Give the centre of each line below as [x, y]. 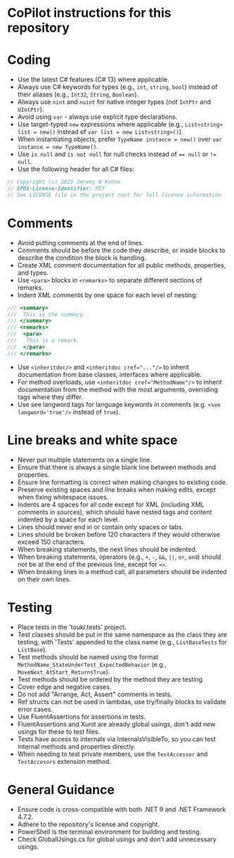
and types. [33, 273]
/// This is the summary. [47, 314]
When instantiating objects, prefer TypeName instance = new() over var [120, 139]
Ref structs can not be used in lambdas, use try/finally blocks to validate [122, 701]
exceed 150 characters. [51, 542]
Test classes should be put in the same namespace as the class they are [122, 635]
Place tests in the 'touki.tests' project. [72, 627]
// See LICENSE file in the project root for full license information [114, 195]
